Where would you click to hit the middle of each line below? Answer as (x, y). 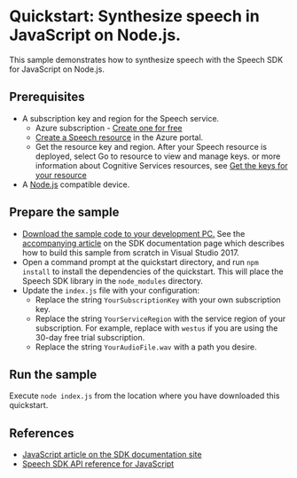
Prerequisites (47, 97)
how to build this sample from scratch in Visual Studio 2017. (130, 252)
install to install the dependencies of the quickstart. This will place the (152, 271)
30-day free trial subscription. (90, 337)
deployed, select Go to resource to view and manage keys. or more (158, 156)
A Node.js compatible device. (76, 184)
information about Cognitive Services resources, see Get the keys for (161, 165)
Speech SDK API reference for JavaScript (98, 464)
